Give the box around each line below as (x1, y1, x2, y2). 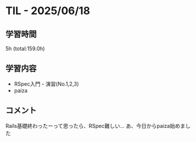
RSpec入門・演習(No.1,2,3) (14, 80, 79, 87)
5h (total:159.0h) (5, 45, 45, 52)
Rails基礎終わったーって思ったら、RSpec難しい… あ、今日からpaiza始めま (5, 122, 186, 129)
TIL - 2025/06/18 (5, 4, 91, 18)
